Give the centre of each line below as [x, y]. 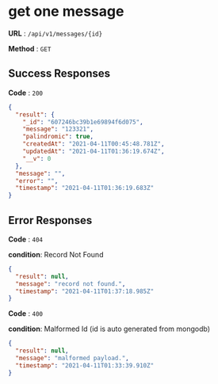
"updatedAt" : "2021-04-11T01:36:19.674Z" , [94, 151]
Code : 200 [26, 93]
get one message [66, 11]
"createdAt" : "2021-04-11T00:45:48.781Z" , [94, 144]
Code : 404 [26, 239]
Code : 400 [26, 314]
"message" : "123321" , [58, 129]
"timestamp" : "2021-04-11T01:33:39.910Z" [85, 365]
